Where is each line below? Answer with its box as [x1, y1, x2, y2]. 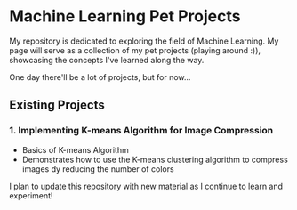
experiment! [9, 190, 53, 201]
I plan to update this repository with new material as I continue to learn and [9, 181, 283, 191]
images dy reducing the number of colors [21, 163, 175, 174]
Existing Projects [9, 98, 105, 113]
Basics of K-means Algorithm [21, 144, 129, 155]
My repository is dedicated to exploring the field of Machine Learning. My [9, 36, 279, 46]
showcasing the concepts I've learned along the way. [9, 54, 205, 65]
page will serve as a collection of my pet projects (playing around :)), [9, 44, 261, 55]
